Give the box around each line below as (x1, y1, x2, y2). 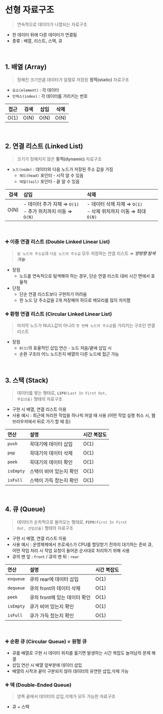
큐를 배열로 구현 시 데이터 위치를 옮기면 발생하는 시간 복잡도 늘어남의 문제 (12, 650, 151, 656)
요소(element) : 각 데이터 (12, 87, 59, 93)
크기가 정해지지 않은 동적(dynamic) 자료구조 (16, 156, 102, 162)
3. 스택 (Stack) (5, 376, 49, 384)
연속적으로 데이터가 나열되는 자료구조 (16, 21, 87, 27)
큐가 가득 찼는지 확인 (30, 612, 74, 619)
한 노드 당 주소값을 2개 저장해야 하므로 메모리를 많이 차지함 (19, 297, 131, 303)
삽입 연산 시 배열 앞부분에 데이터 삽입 (12, 662, 82, 668)
